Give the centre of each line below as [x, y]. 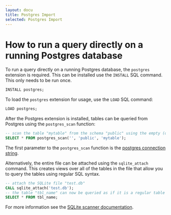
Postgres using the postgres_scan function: [50, 124]
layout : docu [19, 10]
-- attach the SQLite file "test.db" [45, 183]
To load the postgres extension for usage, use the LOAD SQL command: [79, 99]
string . [12, 153]
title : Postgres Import [31, 15]
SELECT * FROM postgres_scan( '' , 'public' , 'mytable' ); [66, 138]
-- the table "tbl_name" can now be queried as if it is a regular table [85, 193]
